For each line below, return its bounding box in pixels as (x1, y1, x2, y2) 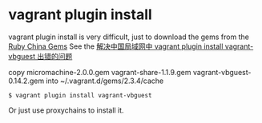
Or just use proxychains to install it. (8, 105, 124, 115)
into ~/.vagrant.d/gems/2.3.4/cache (46, 76, 164, 85)
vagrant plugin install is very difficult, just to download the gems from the (8, 32, 250, 42)
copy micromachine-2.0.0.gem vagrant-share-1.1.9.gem (8, 67, 191, 77)
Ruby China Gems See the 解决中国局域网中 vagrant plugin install (8, 42, 224, 51)
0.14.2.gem (8, 76, 45, 85)
